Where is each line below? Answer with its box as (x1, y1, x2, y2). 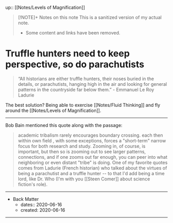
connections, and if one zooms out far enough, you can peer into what (18, 154, 168, 160)
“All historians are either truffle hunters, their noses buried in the (18, 76, 154, 82)
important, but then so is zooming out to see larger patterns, (18, 148, 146, 155)
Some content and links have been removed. (25, 30, 120, 35)
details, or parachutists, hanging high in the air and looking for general (18, 81, 167, 87)
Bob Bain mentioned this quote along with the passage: (5, 122, 123, 128)
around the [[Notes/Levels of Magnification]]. (5, 107, 101, 114)
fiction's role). (18, 181, 48, 187)
